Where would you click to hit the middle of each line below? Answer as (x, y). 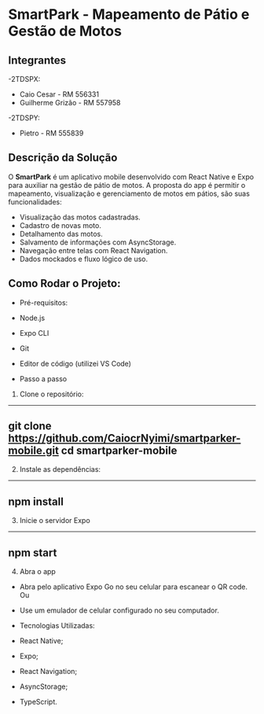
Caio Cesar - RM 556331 (59, 94)
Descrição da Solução (63, 158)
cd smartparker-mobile (119, 451)
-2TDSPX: (24, 79)
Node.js (32, 318)
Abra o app (38, 572)
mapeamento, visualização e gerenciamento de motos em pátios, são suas (129, 193)
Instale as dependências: (60, 469)
